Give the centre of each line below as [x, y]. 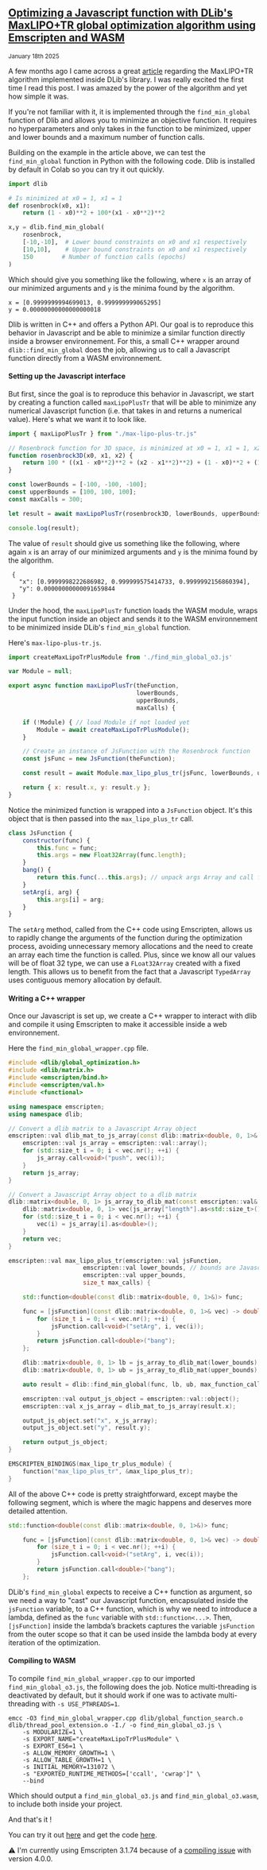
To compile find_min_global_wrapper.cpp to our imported [102, 1678]
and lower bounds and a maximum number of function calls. [106, 137]
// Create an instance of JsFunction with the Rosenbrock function [136, 751]
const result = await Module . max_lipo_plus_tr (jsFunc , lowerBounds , [138, 773]
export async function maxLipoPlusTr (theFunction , [94, 686]
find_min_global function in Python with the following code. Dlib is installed [132, 161]
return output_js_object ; [66, 1442]
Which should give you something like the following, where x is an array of [130, 279]
